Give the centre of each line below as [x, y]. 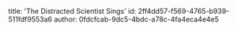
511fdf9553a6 [30, 19]
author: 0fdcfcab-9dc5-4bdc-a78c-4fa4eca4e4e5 [137, 19]
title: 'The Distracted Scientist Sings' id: [72, 11]
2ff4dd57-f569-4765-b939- [184, 11]
